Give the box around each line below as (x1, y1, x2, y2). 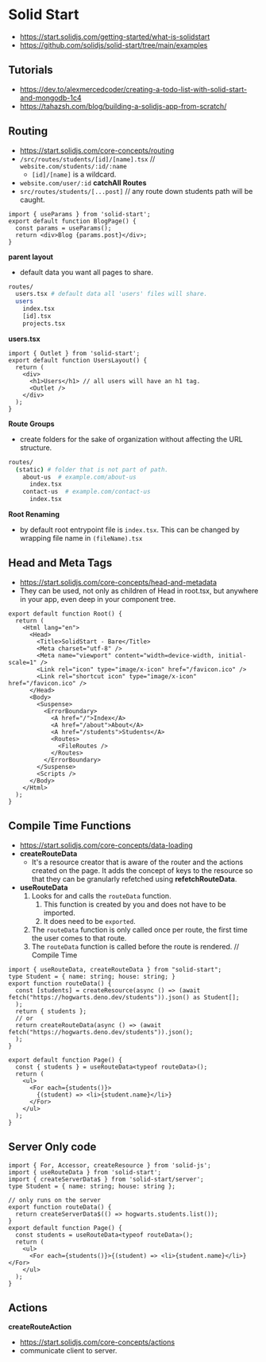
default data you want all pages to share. (19, 267, 153, 277)
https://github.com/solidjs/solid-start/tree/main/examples (19, 40, 208, 49)
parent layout (8, 252, 54, 262)
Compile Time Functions (8, 819, 132, 832)
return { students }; (15, 1007, 87, 1015)
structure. (19, 443, 52, 452)
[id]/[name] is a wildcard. (31, 169, 117, 179)
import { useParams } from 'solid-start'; (8, 210, 151, 218)
